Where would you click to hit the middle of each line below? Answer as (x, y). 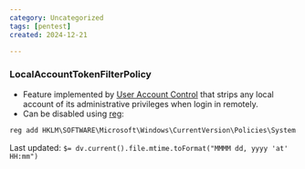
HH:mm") (24, 156)
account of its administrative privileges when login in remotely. (140, 104)
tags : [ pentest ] (40, 26)
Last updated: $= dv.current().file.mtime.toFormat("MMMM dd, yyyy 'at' (149, 147)
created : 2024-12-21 (49, 35)
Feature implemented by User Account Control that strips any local (148, 94)
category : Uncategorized (57, 18)
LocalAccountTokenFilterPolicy (81, 75)
